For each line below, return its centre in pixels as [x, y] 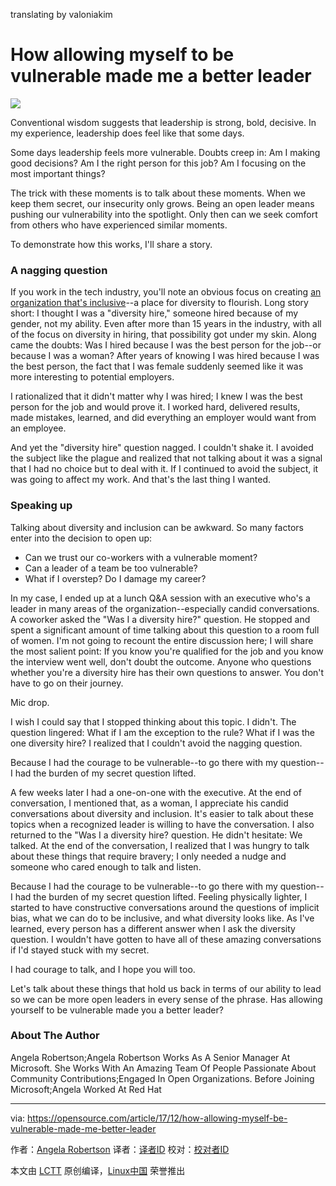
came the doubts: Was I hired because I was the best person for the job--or [166, 345]
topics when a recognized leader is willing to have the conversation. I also [162, 824]
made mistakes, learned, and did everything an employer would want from [163, 418]
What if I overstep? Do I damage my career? [115, 578]
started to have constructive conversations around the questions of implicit [165, 907]
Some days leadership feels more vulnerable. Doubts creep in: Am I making [165, 152]
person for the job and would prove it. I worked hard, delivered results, [155, 407]
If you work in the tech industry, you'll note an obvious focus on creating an [166, 292]
